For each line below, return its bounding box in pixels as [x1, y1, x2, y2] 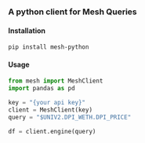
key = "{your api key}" [8, 99, 86, 107]
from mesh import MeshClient [8, 77, 103, 85]
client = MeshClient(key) [8, 105, 92, 114]
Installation [8, 26, 45, 35]
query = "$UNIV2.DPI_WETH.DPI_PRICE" [8, 113, 132, 121]
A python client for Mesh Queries [8, 6, 137, 17]
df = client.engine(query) [8, 127, 96, 135]
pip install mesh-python [8, 43, 89, 51]
